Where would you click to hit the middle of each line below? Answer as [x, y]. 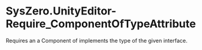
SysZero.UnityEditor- [61, 11]
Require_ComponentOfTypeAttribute [101, 24]
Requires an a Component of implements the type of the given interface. [96, 40]
